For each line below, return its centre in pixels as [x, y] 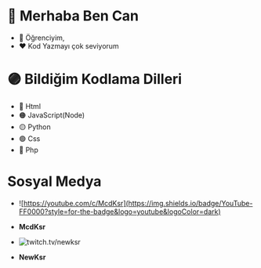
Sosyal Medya [54, 181]
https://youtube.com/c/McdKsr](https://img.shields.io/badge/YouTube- [138, 203]
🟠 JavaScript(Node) [52, 115]
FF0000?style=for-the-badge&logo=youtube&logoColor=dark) [120, 212]
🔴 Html [29, 106]
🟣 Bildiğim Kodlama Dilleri [94, 80]
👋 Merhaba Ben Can [73, 16]
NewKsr [32, 257]
